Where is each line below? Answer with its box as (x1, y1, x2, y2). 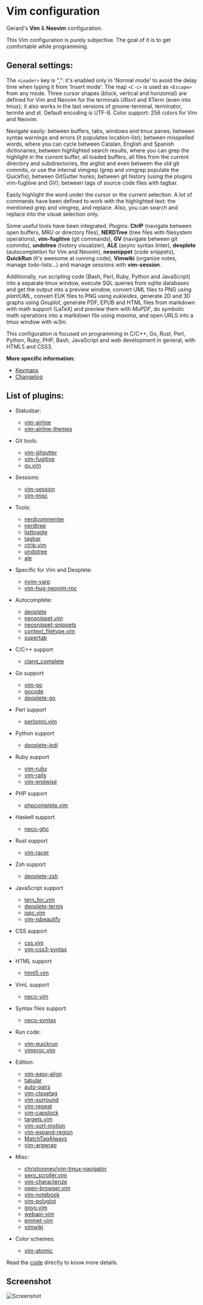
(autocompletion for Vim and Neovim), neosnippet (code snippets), (6, 248, 175, 255)
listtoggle (24, 528, 47, 536)
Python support (15, 730, 55, 737)
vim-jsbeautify (24, 916, 61, 923)
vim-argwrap (24, 1141, 57, 1148)
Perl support (15, 706, 47, 713)
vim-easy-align (24, 1070, 63, 1077)
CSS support (15, 927, 47, 934)
